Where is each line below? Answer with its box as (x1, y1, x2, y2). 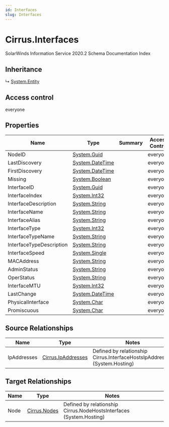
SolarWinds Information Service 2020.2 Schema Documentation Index (5, 50, 151, 57)
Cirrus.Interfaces (5, 34, 79, 45)
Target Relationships (5, 377, 71, 386)
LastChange (8, 290, 37, 297)
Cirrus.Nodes (27, 407, 59, 414)
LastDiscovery (8, 159, 42, 166)
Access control (5, 93, 54, 101)
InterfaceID (8, 184, 34, 191)
